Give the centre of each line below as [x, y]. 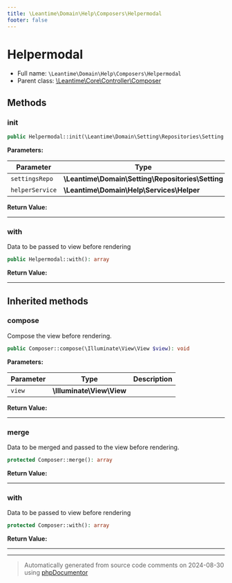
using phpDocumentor [56, 573]
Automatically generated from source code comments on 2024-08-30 [124, 565]
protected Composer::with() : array [58, 525]
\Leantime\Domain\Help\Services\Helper [132, 190]
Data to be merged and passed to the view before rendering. [93, 447]
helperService [34, 190]
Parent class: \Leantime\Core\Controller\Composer [89, 81]
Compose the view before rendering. [59, 336]
